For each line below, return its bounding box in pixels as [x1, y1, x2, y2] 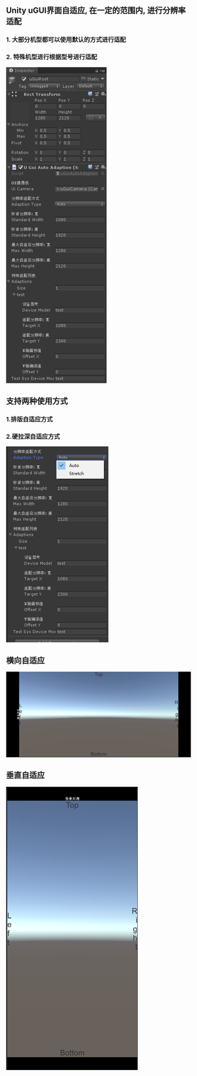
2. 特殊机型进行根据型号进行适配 [6, 53, 98, 61]
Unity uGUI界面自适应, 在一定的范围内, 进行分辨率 [6, 5, 186, 16]
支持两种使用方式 [6, 396, 68, 406]
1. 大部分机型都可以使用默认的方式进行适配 [6, 36, 126, 44]
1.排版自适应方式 [6, 415, 53, 423]
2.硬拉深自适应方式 [6, 432, 60, 440]
